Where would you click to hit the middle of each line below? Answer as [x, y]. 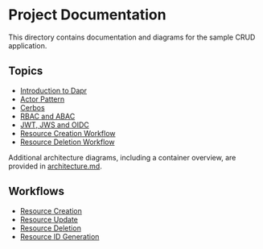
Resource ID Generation [60, 236]
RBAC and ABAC [47, 116]
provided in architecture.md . [55, 166]
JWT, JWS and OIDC [55, 124]
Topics [26, 71]
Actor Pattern [42, 99]
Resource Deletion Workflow [67, 142]
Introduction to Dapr [53, 90]
